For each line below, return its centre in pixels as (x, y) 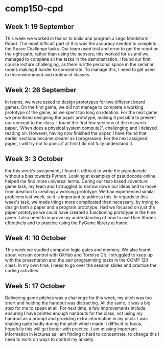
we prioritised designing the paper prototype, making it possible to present (81, 117)
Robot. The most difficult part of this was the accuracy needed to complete (81, 44)
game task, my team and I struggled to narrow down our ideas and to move (81, 186)
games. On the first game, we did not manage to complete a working (74, 107)
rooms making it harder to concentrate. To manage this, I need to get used (80, 69)
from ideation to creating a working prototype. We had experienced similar (80, 191)
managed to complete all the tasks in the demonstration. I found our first (78, 59)
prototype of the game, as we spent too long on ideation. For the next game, (82, 112)
